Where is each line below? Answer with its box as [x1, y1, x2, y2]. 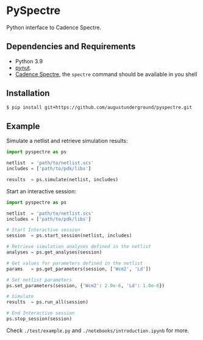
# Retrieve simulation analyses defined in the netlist [6, 244, 151, 250]
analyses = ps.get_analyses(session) [6, 249, 102, 255]
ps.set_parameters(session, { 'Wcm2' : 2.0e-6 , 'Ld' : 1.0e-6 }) [6, 282, 165, 289]
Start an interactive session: [6, 187, 77, 195]
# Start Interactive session [6, 227, 80, 233]
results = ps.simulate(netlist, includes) [6, 176, 119, 182]
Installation [6, 88, 50, 99]
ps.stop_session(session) [6, 316, 72, 322]
